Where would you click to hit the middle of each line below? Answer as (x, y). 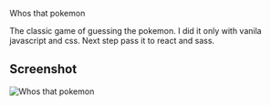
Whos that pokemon (47, 13)
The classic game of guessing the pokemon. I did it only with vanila (135, 31)
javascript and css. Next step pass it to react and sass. (112, 41)
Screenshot (43, 69)
